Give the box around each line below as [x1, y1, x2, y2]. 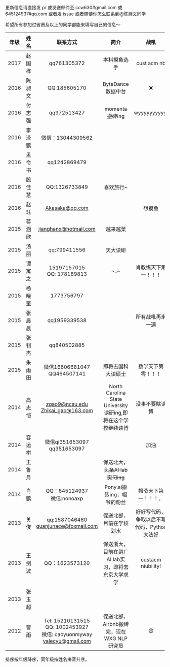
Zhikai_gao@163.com [40, 407, 93, 414]
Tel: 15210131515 [44, 617, 90, 624]
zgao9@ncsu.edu [46, 401, 88, 407]
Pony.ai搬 [104, 484, 127, 490]
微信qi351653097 [45, 438, 90, 446]
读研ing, [103, 409, 123, 416]
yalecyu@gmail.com [42, 638, 91, 644]
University [103, 402, 128, 409]
